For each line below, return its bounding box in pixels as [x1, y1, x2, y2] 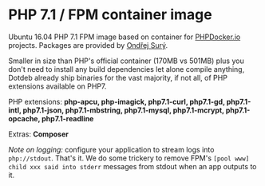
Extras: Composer [8, 129, 69, 139]
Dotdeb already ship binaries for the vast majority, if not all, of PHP [8, 73, 227, 82]
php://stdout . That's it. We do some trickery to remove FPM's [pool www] [8, 153, 250, 163]
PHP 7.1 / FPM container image [8, 6, 213, 24]
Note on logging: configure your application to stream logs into [8, 144, 215, 154]
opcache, [8, 113, 41, 123]
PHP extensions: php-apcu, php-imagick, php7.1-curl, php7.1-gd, [8, 97, 225, 106]
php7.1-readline [41, 113, 94, 123]
